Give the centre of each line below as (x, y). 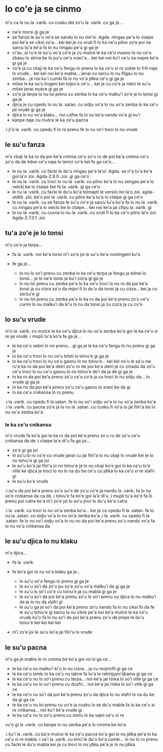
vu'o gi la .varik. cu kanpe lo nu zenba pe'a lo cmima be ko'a (66, 725)
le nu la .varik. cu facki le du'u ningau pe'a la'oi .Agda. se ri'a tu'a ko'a (82, 171)
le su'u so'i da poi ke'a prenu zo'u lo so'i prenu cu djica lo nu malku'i (88, 597)
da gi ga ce (23, 700)
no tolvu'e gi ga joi (31, 460)
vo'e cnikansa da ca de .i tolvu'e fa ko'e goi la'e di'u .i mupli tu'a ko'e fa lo (79, 496)
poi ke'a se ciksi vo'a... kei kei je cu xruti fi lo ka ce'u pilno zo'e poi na (81, 42)
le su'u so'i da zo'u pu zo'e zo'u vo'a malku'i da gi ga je (75, 586)
